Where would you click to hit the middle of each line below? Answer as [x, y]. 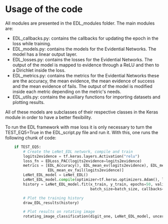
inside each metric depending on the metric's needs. [67, 91]
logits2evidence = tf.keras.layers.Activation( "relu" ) [81, 156]
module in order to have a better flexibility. [49, 117]
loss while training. [32, 43]
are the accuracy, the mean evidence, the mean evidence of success [83, 81]
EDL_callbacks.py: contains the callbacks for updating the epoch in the [85, 38]
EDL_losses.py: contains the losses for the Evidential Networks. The [82, 59]
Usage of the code [44, 9]
